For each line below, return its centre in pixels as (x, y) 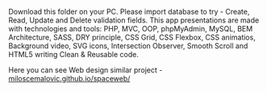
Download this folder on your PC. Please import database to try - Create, (129, 12)
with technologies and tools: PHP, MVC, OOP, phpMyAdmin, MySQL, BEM (131, 29)
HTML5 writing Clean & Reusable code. (73, 54)
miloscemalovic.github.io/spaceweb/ (69, 79)
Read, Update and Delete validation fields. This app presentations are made (134, 20)
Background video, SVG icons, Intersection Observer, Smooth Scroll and (128, 46)
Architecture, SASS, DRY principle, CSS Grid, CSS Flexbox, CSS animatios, (132, 37)
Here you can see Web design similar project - (86, 70)
